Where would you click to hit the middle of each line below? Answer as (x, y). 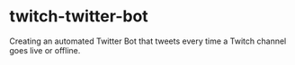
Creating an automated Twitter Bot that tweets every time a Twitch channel (148, 41)
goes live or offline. (45, 50)
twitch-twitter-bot (79, 16)
